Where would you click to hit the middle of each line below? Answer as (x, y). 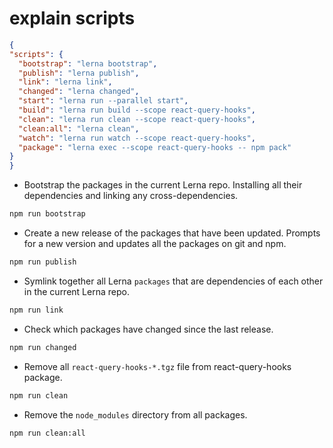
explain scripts (72, 18)
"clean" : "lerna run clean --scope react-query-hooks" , (137, 119)
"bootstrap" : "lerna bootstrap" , (88, 63)
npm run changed (43, 347)
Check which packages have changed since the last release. (148, 329)
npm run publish (43, 262)
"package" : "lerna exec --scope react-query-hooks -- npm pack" (155, 147)
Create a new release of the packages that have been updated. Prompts (172, 233)
